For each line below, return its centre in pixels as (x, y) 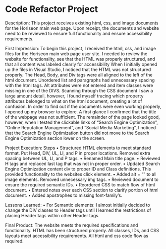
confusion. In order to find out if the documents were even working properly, (83, 106)
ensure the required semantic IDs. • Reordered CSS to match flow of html (80, 184)
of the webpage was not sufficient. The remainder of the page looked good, (83, 117)
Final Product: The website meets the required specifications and (72, 225)
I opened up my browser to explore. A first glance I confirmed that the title (81, 112)
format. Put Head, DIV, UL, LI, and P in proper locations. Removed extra (78, 153)
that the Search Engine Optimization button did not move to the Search (77, 133)
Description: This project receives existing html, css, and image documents (82, 23)
